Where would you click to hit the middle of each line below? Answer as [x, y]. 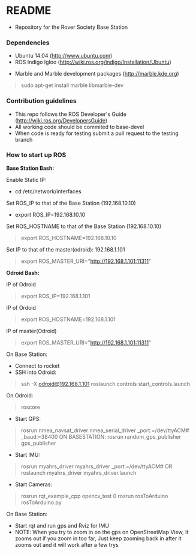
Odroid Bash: [23, 272]
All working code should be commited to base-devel [79, 127]
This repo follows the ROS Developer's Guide [71, 114]
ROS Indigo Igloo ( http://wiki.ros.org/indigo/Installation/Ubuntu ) [93, 62]
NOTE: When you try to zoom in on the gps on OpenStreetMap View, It [102, 532]
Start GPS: [28, 418]
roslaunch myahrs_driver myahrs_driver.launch [79, 472]
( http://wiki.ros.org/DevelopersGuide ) [61, 120]
